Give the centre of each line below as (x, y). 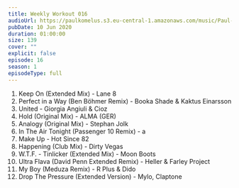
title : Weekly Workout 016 (48, 14)
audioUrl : (23, 21)
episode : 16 (26, 60)
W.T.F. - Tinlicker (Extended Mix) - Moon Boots (87, 154)
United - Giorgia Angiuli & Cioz (63, 109)
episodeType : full (35, 73)
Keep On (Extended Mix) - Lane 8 (67, 94)
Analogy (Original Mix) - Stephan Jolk (73, 123)
